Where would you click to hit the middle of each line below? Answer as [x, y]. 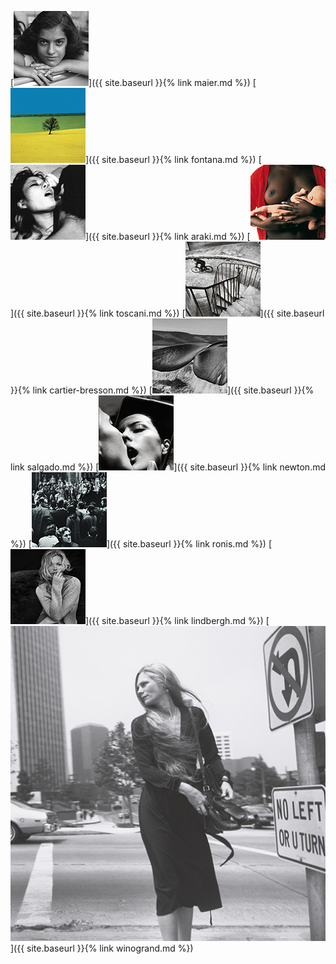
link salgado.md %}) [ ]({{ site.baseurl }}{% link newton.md [168, 467]
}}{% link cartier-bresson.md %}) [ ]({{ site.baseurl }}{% [162, 390]
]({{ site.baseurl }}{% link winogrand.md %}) [102, 948]
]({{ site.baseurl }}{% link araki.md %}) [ [168, 236]
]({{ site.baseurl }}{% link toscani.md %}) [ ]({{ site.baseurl [167, 313]
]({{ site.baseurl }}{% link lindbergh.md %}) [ [177, 620]
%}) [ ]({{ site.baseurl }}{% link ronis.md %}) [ [141, 544]
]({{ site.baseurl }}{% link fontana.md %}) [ [173, 159]
